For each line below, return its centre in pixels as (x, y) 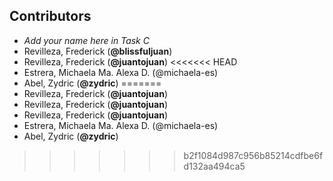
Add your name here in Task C (86, 40)
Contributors (50, 16)
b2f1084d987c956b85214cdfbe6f (253, 155)
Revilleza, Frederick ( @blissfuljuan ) (98, 51)
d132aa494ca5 (214, 166)
